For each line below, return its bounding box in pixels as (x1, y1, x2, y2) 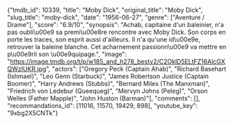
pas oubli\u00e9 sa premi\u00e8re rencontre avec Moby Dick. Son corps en (7, 28, 226, 36)
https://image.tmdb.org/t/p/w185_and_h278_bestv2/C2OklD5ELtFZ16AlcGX (10, 57, 226, 65)
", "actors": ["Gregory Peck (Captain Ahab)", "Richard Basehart (46, 65, 227, 73)
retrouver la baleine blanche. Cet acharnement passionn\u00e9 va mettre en (7, 43, 227, 51)
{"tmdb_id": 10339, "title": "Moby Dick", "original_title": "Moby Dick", (7, 6, 203, 14)
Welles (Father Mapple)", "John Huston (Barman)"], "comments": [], (7, 94, 200, 103)
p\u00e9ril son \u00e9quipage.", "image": (7, 50, 127, 58)
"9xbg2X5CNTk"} (7, 109, 58, 117)
